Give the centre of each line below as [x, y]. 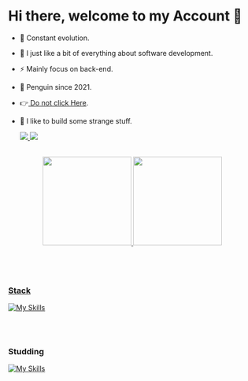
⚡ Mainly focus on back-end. [66, 68]
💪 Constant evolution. [54, 38]
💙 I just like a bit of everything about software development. [116, 53]
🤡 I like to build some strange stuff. [76, 120]
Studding [26, 351]
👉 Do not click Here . [54, 102]
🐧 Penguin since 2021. [56, 87]
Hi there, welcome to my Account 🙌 [125, 16]
